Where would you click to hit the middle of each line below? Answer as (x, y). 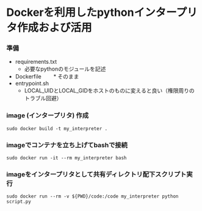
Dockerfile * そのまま (47, 77)
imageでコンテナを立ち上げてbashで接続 (67, 145)
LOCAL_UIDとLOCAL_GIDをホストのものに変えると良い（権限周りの (109, 91)
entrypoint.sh (32, 83)
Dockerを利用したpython (70, 12)
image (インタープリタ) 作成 (48, 116)
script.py (19, 202)
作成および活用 (55, 28)
